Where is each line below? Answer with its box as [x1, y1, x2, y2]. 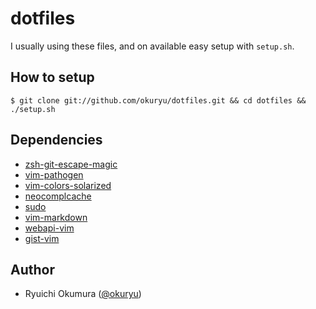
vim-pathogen [24, 168, 84, 181]
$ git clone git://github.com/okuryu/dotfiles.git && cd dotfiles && [10, 95, 307, 106]
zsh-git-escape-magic [24, 158, 118, 170]
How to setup [10, 69, 95, 86]
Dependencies [10, 132, 103, 149]
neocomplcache [24, 190, 92, 202]
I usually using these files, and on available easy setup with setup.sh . [10, 40, 295, 52]
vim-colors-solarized [24, 179, 112, 191]
